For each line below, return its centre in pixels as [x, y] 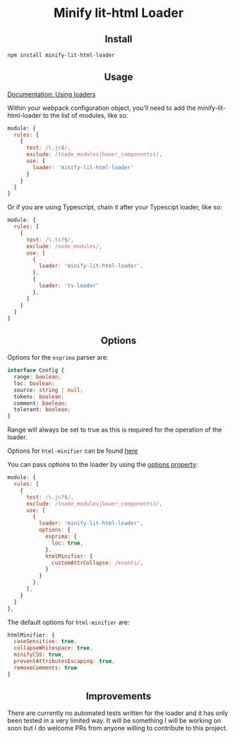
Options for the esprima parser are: [58, 358]
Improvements [119, 696]
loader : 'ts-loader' [69, 286]
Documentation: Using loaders [52, 94]
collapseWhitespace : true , [53, 648]
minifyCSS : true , [39, 655]
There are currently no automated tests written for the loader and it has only [118, 713]
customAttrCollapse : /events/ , [97, 563]
